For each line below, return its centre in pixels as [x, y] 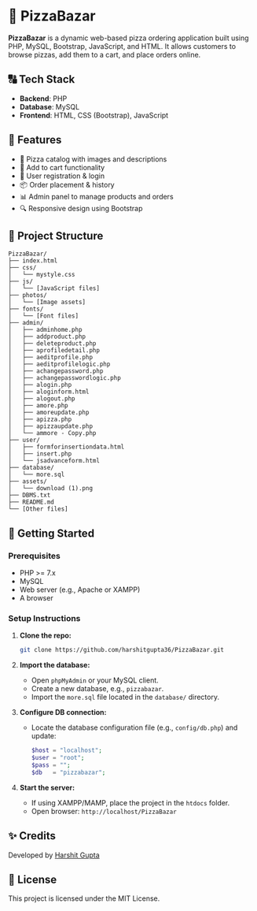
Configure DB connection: [63, 712]
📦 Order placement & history [67, 184]
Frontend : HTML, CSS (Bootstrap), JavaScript [94, 115]
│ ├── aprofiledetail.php [54, 351]
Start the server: [47, 787]
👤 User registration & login [62, 176]
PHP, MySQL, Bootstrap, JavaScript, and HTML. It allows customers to [122, 46]
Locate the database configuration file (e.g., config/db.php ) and [134, 727]
